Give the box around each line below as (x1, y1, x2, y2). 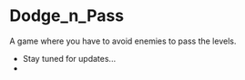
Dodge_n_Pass (9, 5, 125, 26)
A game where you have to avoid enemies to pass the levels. (9, 35, 237, 46)
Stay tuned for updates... (22, 53, 117, 64)
